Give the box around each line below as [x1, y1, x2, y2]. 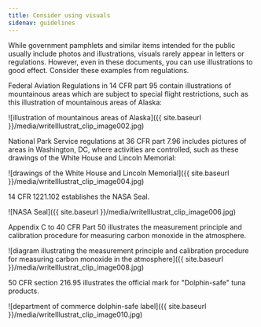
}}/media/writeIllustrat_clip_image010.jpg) [8, 310, 143, 319]
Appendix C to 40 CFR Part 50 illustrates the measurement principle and [8, 222, 242, 232]
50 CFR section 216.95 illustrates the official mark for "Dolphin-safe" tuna [8, 277, 246, 287]
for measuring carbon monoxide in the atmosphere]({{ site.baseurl [8, 254, 224, 263]
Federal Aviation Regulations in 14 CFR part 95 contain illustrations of [8, 80, 232, 90]
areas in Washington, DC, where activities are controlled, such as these [8, 145, 239, 154]
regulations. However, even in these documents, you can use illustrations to [8, 57, 253, 67]
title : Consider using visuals [8, 11, 111, 20]
